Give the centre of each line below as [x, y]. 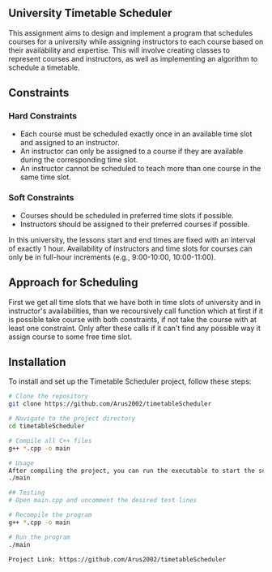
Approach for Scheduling [73, 283]
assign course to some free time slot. [70, 337]
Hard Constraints [43, 116]
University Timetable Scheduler [90, 13]
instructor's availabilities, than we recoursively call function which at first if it [136, 311]
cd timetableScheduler [47, 426]
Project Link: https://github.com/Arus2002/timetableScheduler [117, 559]
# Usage [21, 463]
